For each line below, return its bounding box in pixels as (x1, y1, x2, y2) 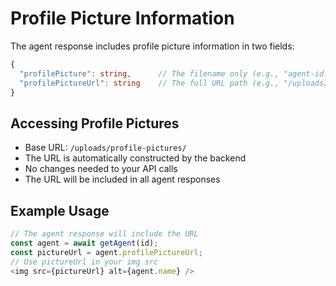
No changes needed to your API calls (24, 163, 178, 175)
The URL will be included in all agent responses (24, 173, 221, 186)
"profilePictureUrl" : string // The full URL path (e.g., (19, 78, 280, 88)
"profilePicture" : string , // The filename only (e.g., (19, 68, 280, 79)
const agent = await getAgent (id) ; (10, 238, 159, 248)
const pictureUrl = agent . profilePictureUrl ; (10, 247, 203, 257)
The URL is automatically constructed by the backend (24, 152, 247, 164)
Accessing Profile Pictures (10, 115, 180, 132)
